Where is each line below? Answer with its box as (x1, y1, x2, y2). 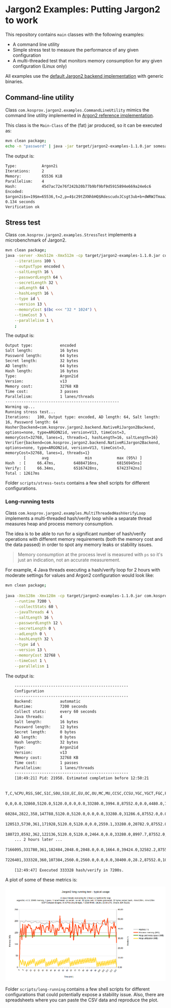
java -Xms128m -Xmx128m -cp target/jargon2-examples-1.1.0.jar (5, 594, 142, 599)
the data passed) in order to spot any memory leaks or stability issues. (5, 541, 153, 547)
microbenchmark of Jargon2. (5, 237, 67, 244)
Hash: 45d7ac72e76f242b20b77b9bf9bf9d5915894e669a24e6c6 (5, 184, 152, 189)
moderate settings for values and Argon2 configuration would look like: (5, 572, 154, 578)
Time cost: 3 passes (5, 389, 79, 395)
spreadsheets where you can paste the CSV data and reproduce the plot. (5, 997, 159, 1003)
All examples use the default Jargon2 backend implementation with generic (5, 73, 164, 79)
